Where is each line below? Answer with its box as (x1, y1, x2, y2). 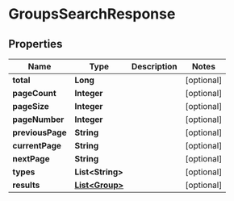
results (12, 179, 40, 191)
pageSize (12, 101, 50, 111)
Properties (8, 37, 63, 51)
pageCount (12, 88, 56, 98)
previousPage (12, 127, 67, 138)
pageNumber (12, 114, 65, 125)
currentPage (12, 140, 62, 151)
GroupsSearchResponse (8, 5, 176, 23)
